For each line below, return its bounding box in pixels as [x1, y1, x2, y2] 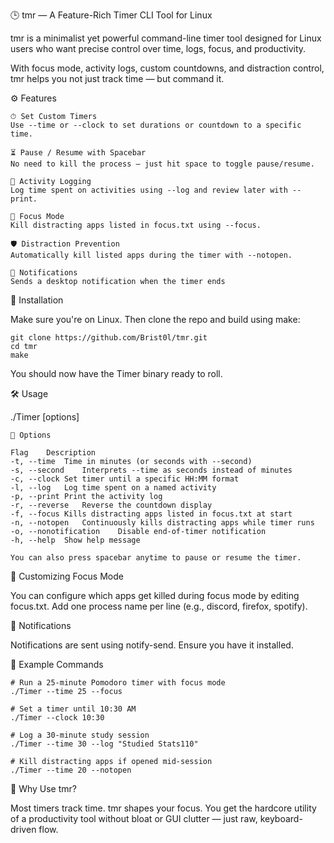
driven [10, 824, 37, 835]
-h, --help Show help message [10, 535, 141, 545]
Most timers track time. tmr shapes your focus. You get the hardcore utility [10, 802, 317, 814]
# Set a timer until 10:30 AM [10, 704, 137, 714]
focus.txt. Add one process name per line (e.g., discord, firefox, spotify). [10, 600, 308, 612]
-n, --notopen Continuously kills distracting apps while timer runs [10, 518, 315, 528]
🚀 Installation [10, 294, 64, 306]
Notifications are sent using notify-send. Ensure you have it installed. [10, 639, 294, 651]
